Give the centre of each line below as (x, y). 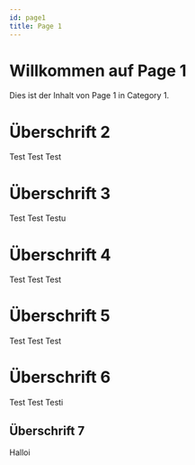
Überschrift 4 (60, 255)
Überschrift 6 (60, 377)
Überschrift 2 (60, 132)
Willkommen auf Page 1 (98, 71)
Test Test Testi (36, 403)
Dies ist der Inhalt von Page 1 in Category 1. (89, 96)
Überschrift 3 (60, 193)
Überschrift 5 (60, 316)
